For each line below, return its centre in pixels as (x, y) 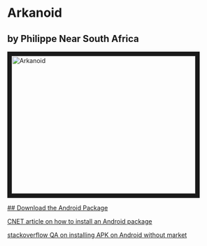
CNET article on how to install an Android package (80, 221)
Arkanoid (35, 13)
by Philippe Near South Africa (73, 39)
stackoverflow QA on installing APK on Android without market (97, 235)
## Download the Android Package (58, 208)
